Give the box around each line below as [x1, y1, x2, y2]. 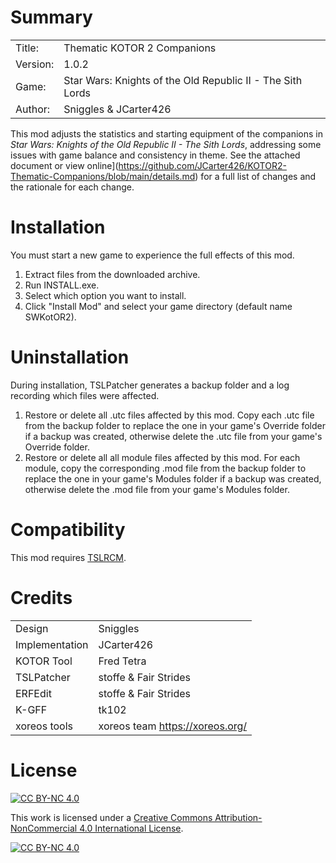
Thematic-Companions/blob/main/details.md [10, 170, 196, 182]
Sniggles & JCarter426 [63, 102, 172, 116]
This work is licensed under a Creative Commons [10, 811, 213, 823]
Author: [15, 102, 51, 116]
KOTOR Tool [15, 654, 73, 668]
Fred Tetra [98, 654, 147, 668]
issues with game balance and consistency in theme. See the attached [10, 149, 301, 161]
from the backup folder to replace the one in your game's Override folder [24, 419, 326, 431]
